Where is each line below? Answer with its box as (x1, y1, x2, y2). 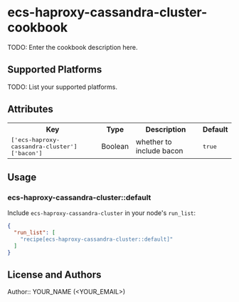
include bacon (135, 146, 184, 156)
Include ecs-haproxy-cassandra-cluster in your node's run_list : (7, 209, 196, 217)
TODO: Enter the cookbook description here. (7, 43, 138, 51)
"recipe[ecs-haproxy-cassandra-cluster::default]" (20, 236, 174, 243)
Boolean (101, 142, 129, 152)
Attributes (7, 103, 53, 115)
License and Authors (7, 269, 102, 281)
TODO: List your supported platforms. (7, 83, 118, 91)
